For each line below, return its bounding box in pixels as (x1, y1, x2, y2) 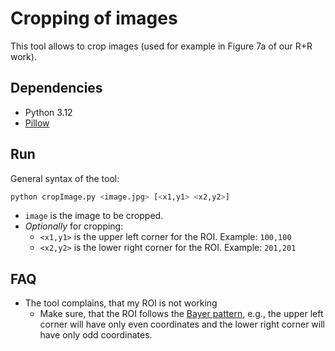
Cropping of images (10, 7, 178, 30)
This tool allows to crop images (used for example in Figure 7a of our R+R (10, 40, 313, 52)
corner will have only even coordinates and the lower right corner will (39, 318, 325, 331)
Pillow (24, 117, 50, 129)
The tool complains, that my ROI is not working (24, 297, 218, 309)
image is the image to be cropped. (24, 210, 164, 222)
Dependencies (10, 80, 103, 97)
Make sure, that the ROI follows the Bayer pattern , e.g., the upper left (39, 308, 324, 320)
